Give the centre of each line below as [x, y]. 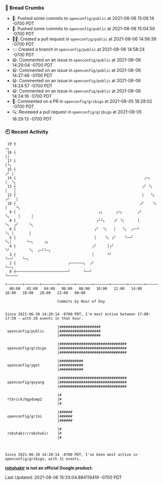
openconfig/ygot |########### [45, 365]
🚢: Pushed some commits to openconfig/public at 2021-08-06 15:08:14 [83, 18]
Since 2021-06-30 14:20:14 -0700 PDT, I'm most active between [70, 314]
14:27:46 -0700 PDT [32, 75]
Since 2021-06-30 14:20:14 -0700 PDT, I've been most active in [71, 454]
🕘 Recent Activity [27, 132]
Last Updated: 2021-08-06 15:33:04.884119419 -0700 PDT [64, 477]
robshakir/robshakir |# [34, 433]
